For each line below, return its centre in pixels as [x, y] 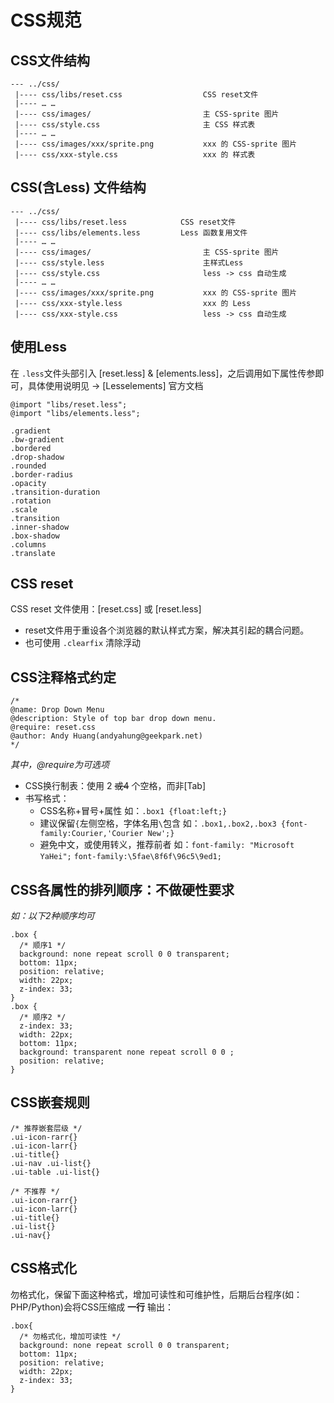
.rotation [31, 501]
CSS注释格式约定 [63, 677]
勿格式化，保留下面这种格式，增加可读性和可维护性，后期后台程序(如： [156, 1294]
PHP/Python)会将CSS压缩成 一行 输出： [92, 1307]
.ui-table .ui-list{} [55, 1172]
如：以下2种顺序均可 [52, 916]
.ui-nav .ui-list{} [51, 1163]
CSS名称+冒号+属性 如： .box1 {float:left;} [133, 811]
